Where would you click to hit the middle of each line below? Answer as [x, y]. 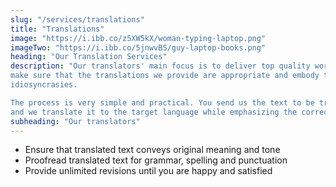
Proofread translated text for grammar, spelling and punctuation [156, 160]
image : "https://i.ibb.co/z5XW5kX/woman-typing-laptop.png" [138, 38]
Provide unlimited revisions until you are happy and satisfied [148, 171]
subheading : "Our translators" [75, 121]
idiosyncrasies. [44, 85]
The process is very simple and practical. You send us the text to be [162, 102]
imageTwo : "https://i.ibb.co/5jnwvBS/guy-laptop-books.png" [138, 47]
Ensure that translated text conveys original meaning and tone [152, 150]
